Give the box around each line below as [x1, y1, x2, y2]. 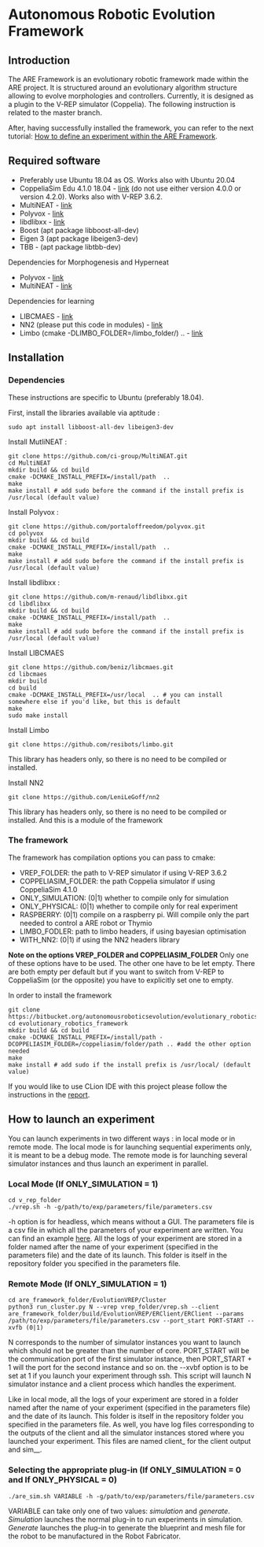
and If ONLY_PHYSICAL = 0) [8, 1475, 118, 1486]
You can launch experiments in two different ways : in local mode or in [8, 1134, 236, 1143]
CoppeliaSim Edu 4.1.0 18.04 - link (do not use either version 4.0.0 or [19, 183, 242, 193]
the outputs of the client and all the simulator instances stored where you [8, 1428, 245, 1438]
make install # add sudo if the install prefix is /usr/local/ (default [8, 1060, 251, 1068]
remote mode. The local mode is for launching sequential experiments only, [8, 1142, 252, 1151]
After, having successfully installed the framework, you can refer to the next [8, 124, 254, 132]
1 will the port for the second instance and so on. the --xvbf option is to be [8, 1363, 249, 1372]
